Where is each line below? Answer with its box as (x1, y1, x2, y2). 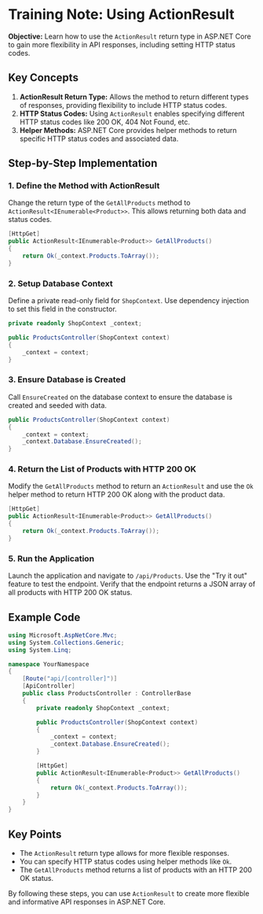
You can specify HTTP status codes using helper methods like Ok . (19, 857, 232, 866)
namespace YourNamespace (8, 660, 89, 668)
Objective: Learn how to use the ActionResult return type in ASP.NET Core (8, 31, 251, 41)
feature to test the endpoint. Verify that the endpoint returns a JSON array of (8, 579, 256, 589)
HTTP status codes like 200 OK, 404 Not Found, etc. (19, 117, 191, 127)
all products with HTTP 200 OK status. (8, 588, 133, 598)
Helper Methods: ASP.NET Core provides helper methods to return (19, 125, 237, 135)
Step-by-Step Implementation (8, 157, 158, 170)
